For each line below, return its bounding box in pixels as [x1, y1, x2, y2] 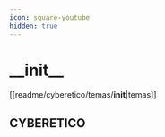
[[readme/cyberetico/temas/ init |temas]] [9, 90, 157, 100]
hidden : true [9, 21, 58, 30]
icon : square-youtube [9, 13, 91, 22]
